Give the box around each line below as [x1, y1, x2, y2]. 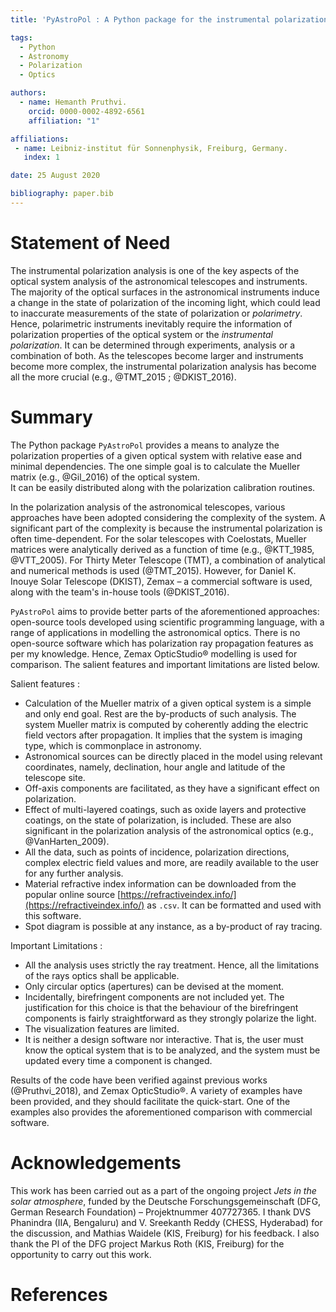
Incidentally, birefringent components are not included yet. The [24, 991, 285, 1003]
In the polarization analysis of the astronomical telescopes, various [10, 501, 286, 513]
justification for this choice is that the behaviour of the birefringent [24, 1001, 299, 1013]
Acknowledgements [10, 1151, 182, 1174]
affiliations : [10, 134, 70, 144]
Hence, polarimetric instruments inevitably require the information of [10, 317, 293, 330]
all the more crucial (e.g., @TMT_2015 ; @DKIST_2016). [10, 371, 237, 383]
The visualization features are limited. [24, 1022, 180, 1035]
